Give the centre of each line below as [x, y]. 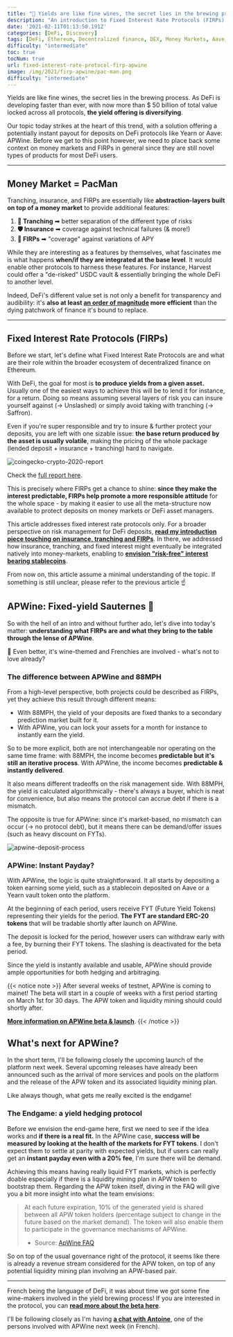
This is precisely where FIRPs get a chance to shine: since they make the [112, 489]
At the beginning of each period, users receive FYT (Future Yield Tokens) [112, 908]
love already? [26, 659]
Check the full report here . [45, 475]
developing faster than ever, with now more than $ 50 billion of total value [112, 105]
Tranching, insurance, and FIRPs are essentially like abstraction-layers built [116, 200]
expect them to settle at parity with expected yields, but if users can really [113, 1150]
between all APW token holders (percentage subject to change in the [123, 1214]
